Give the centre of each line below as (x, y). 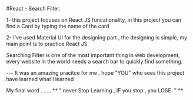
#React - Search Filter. (33, 9)
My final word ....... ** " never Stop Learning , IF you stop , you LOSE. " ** (95, 90)
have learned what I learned (40, 79)
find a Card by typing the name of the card (58, 26)
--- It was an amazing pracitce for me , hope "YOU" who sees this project (95, 73)
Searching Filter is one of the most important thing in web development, (93, 55)
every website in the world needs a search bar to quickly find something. (94, 61)
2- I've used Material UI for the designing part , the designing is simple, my (96, 37)
